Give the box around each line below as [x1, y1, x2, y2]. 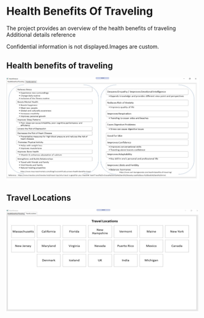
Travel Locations [6, 193, 71, 203]
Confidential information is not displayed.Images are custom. [6, 43, 159, 50]
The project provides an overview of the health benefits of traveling [6, 24, 176, 32]
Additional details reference [6, 31, 76, 38]
